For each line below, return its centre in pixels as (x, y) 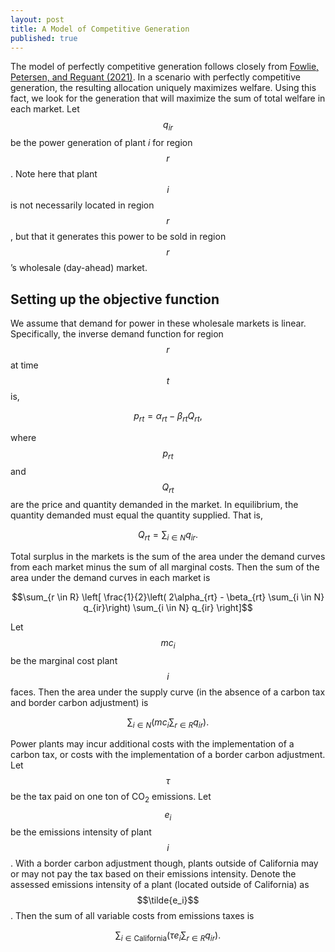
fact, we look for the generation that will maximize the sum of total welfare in (168, 98)
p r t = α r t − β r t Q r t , (168, 416)
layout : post (37, 19)
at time (24, 365)
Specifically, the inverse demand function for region (117, 333)
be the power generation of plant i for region (101, 143)
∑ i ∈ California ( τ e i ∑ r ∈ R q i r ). (168, 936)
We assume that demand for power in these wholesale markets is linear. (158, 323)
